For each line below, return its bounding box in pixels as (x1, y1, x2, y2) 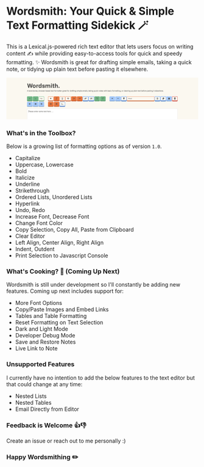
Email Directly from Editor (15, 405, 79, 413)
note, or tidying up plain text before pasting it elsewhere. (6, 65, 149, 73)
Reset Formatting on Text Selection (15, 319, 104, 326)
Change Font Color (15, 219, 63, 227)
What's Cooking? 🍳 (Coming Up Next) (6, 267, 120, 276)
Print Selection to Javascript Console (15, 252, 108, 259)
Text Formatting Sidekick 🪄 (6, 18, 149, 32)
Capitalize (15, 155, 41, 161)
